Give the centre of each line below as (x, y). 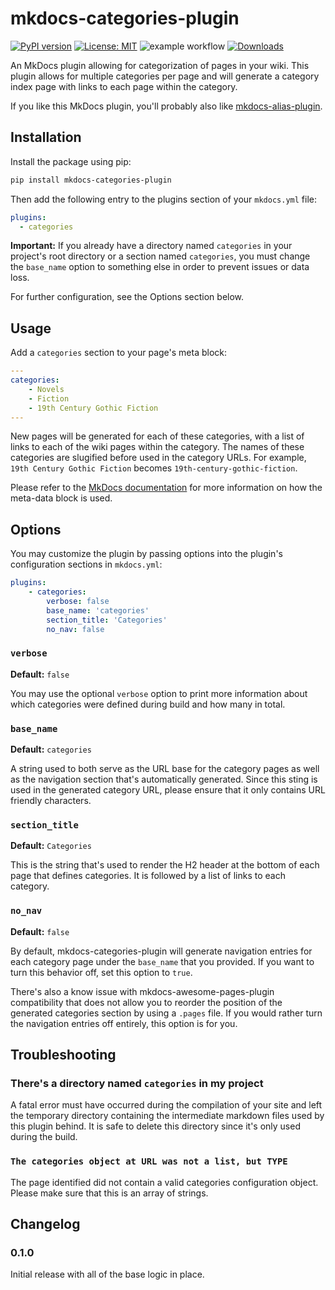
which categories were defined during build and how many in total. (148, 704)
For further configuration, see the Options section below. (127, 297)
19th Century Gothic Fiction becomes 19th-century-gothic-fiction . (154, 468)
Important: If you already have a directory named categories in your (151, 246)
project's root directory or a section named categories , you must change (160, 256)
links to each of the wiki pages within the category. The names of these (157, 447)
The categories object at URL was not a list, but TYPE (149, 1161)
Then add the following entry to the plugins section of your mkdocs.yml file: (163, 199)
